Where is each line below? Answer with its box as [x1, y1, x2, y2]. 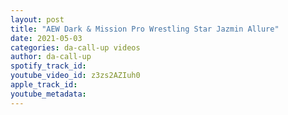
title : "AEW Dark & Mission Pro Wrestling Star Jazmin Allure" [10, 24, 280, 34]
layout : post [10, 14, 65, 25]
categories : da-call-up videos [10, 42, 141, 53]
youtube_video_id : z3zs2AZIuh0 [10, 71, 141, 81]
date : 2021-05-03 [10, 33, 83, 43]
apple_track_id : [10, 80, 78, 90]
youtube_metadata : [10, 89, 87, 99]
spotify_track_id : [10, 61, 87, 71]
